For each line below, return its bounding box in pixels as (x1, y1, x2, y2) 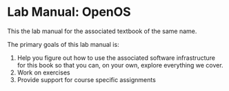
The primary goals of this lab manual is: (7, 40, 119, 48)
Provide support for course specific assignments (17, 75, 157, 83)
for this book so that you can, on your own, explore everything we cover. (17, 61, 223, 69)
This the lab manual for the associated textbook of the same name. (7, 27, 197, 35)
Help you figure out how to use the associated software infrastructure (17, 53, 216, 62)
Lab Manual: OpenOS (7, 4, 131, 20)
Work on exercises (17, 68, 70, 77)
